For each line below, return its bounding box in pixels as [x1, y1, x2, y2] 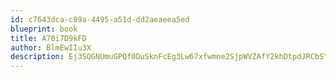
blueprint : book [10, 24, 78, 34]
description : [10, 52, 65, 62]
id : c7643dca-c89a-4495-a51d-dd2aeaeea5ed [10, 14, 190, 25]
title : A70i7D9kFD [10, 33, 87, 43]
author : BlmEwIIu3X [10, 42, 92, 53]
